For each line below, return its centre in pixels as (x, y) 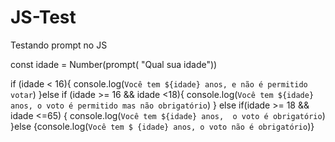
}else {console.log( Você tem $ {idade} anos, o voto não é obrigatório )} (162, 126)
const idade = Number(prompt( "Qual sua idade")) (114, 64)
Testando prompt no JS (59, 45)
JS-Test (43, 17)
